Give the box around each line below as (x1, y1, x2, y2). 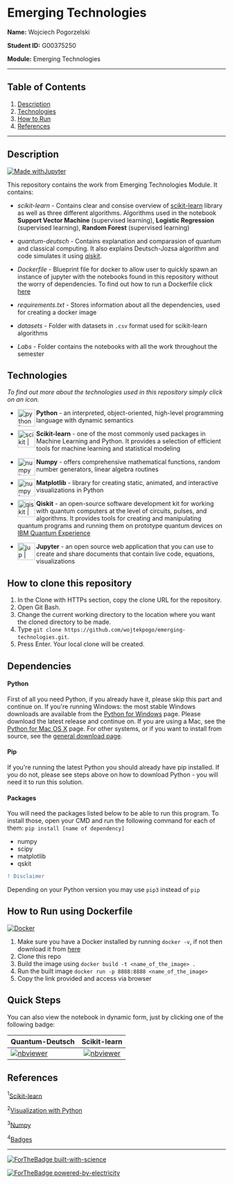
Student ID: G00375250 (7, 41, 76, 49)
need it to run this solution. (7, 777, 84, 786)
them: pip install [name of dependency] (7, 824, 125, 832)
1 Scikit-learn (7, 1090, 43, 1100)
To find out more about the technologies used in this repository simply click (7, 388, 223, 396)
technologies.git (17, 634, 68, 641)
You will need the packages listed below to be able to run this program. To (7, 809, 219, 818)
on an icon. (7, 396, 40, 404)
